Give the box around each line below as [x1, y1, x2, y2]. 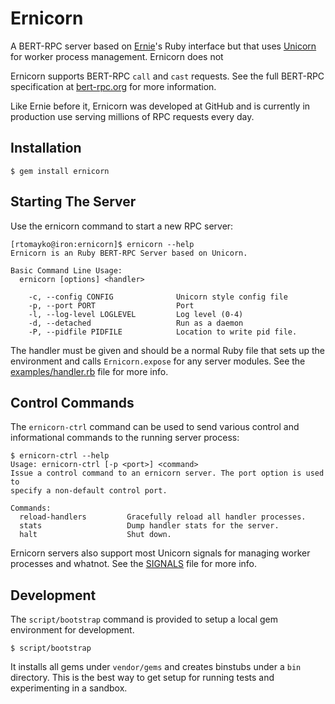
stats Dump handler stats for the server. [19, 521, 280, 531]
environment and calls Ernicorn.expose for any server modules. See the [10, 355, 306, 367]
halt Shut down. [19, 530, 172, 540]
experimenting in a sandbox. [10, 682, 128, 694]
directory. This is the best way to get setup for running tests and [10, 672, 275, 684]
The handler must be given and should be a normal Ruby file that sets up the [10, 344, 326, 356]
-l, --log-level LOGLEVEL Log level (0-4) [28, 309, 244, 319]
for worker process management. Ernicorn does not [10, 50, 224, 62]
